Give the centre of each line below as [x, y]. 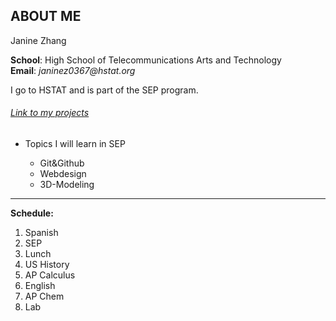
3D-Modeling [67, 185]
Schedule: [32, 213]
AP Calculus [50, 275]
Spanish [41, 233]
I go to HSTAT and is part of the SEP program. [104, 90]
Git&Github [62, 163]
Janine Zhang [38, 40]
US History [47, 265]
